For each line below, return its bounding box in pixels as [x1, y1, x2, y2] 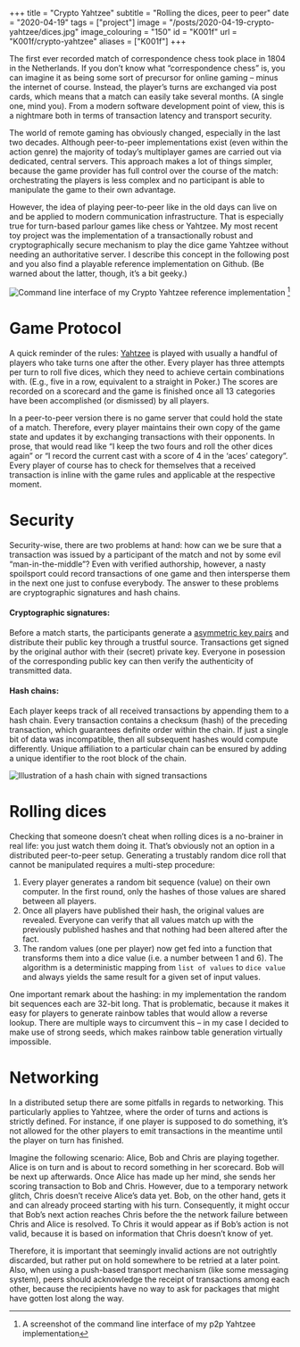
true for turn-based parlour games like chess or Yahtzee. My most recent [9, 220, 279, 231]
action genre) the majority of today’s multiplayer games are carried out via [9, 146, 282, 157]
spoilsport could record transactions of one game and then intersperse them [9, 568, 291, 578]
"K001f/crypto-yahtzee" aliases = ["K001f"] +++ [9, 36, 187, 46]
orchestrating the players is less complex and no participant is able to [9, 175, 265, 186]
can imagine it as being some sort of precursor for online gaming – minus [9, 72, 279, 83]
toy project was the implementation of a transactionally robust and [9, 230, 254, 240]
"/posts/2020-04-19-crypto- [169, 17, 275, 28]
